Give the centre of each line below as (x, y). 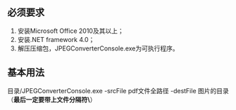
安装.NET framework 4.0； (56, 39)
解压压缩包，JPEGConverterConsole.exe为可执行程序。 (98, 48)
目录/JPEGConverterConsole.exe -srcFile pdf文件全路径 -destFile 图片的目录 (118, 90)
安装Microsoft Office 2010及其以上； (71, 31)
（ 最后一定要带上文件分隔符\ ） (52, 99)
